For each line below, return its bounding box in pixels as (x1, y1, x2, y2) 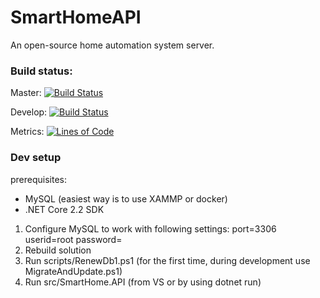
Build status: (10, 64, 73, 78)
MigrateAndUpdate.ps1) (24, 265, 123, 277)
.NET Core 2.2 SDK (24, 203, 105, 215)
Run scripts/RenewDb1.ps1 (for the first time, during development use (24, 254, 311, 266)
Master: (10, 87, 42, 99)
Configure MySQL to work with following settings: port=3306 (24, 222, 277, 235)
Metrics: (10, 126, 45, 138)
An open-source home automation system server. (10, 39, 215, 51)
